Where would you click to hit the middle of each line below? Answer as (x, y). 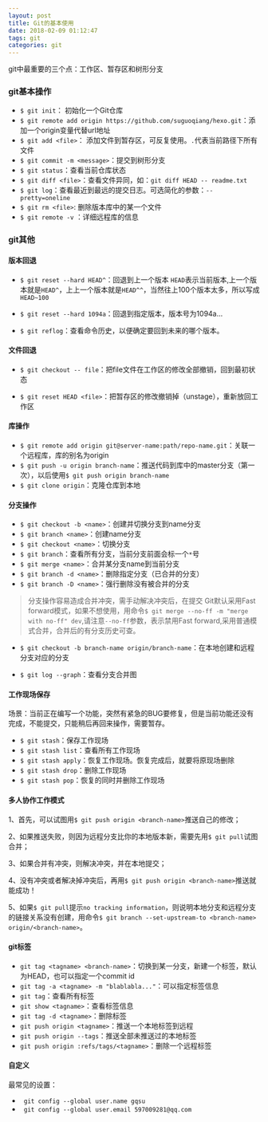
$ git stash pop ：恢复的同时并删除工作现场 (92, 780)
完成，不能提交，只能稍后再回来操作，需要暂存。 (89, 723)
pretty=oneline (45, 199)
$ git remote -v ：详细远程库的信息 (79, 217)
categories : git (35, 45)
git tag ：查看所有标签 (57, 996)
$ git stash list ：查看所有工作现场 (80, 750)
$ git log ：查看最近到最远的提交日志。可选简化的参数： (113, 190)
